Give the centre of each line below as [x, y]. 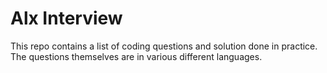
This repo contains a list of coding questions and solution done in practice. [164, 46]
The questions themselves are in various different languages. [136, 56]
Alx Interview [66, 18]
